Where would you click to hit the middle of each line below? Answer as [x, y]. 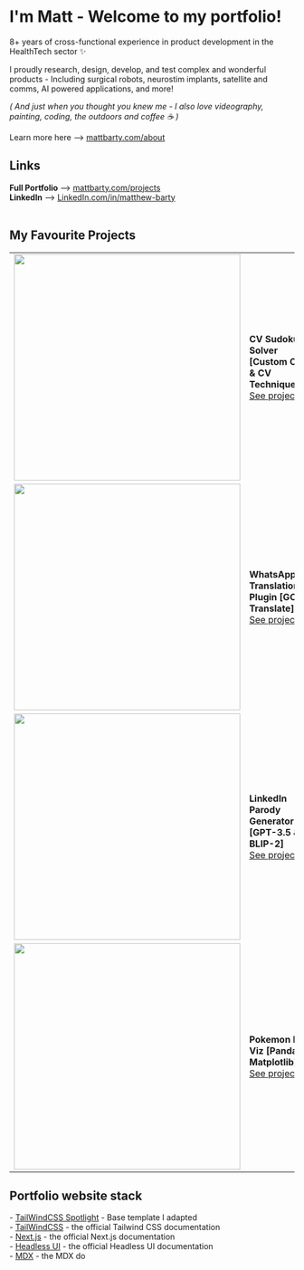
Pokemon [270, 1039]
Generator [271, 821]
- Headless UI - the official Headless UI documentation [112, 1246]
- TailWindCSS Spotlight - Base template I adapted [103, 1217]
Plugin [263, 597]
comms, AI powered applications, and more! [91, 89]
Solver [264, 350]
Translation [274, 586]
